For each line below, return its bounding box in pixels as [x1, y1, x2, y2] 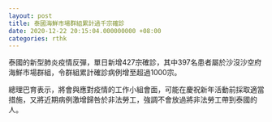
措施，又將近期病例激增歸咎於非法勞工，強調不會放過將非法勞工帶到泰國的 [8, 95, 257, 105]
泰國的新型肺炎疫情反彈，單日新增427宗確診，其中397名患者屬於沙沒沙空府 [8, 57, 262, 67]
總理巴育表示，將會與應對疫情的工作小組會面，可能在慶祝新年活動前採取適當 [8, 85, 265, 95]
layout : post [8, 11, 53, 20]
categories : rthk [8, 34, 67, 43]
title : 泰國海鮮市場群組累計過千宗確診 [8, 19, 125, 27]
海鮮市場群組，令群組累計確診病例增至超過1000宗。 [8, 68, 182, 78]
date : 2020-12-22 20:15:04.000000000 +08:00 [8, 27, 162, 35]
